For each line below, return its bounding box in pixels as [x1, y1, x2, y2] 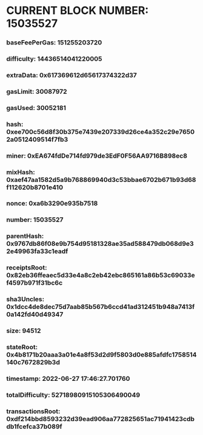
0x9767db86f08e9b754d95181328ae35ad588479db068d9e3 [6, 240, 194, 248]
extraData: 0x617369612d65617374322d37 [6, 71, 138, 79]
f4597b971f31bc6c [6, 279, 63, 287]
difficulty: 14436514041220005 [6, 55, 102, 63]
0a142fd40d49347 [6, 310, 64, 319]
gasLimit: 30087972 [6, 87, 68, 96]
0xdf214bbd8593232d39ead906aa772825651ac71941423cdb [6, 414, 195, 423]
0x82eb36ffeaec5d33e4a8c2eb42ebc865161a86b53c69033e [6, 271, 195, 280]
